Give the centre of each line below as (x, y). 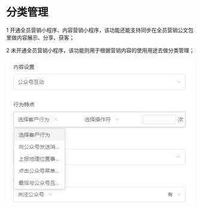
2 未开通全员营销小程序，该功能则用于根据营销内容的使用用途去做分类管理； (100, 50)
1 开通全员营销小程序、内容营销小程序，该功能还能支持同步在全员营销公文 (97, 30)
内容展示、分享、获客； (46, 37)
